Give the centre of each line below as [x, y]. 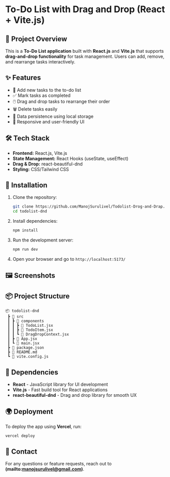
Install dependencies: [35, 221]
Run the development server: [43, 240]
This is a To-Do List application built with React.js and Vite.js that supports [84, 51]
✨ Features [23, 78]
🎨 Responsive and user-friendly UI [48, 122]
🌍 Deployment [29, 412]
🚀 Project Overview [36, 39]
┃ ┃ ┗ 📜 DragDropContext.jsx [38, 334]
